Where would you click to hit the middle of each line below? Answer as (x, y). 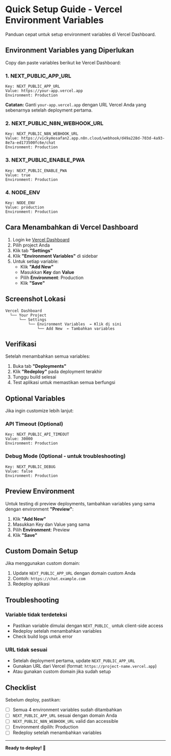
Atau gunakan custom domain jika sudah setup (62, 671)
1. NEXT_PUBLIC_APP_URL (38, 76)
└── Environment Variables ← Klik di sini (75, 324)
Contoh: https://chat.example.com (49, 579)
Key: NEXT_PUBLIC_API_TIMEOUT (37, 435)
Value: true (18, 175)
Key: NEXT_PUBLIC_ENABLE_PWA (36, 171)
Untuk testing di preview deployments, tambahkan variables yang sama (80, 503)
